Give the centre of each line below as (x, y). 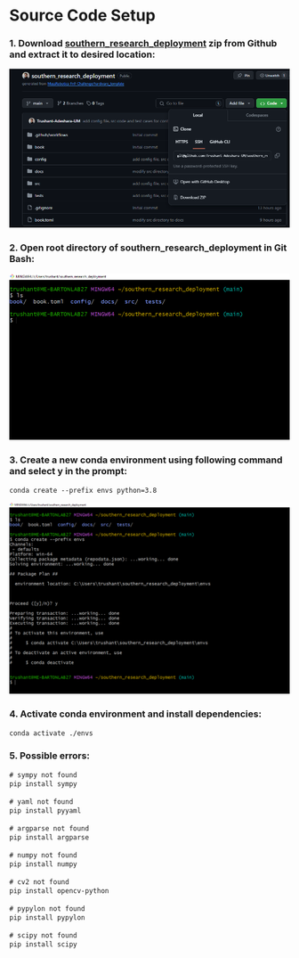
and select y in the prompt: (68, 471)
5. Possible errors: (50, 756)
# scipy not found (43, 936)
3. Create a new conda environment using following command (146, 460)
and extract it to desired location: (82, 54)
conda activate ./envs (51, 733)
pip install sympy (43, 784)
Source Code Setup (82, 16)
